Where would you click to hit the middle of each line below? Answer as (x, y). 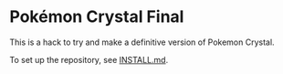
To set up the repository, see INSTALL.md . (89, 59)
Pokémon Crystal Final (97, 17)
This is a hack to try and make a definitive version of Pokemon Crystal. (142, 42)
